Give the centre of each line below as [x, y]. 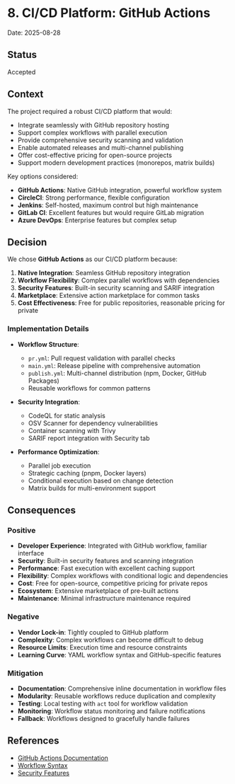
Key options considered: [43, 176]
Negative [23, 617]
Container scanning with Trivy [72, 430]
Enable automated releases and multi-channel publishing [101, 147]
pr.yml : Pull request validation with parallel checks [102, 358]
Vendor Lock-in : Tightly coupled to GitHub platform [93, 632]
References [33, 741]
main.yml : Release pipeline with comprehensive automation [114, 365]
